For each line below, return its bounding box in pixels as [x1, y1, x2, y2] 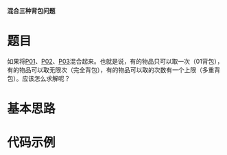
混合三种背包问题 [7, 7, 56, 14]
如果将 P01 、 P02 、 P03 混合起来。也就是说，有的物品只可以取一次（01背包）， [7, 57, 224, 65]
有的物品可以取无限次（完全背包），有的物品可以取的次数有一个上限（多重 [7, 65, 215, 74]
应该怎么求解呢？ [21, 74, 71, 82]
